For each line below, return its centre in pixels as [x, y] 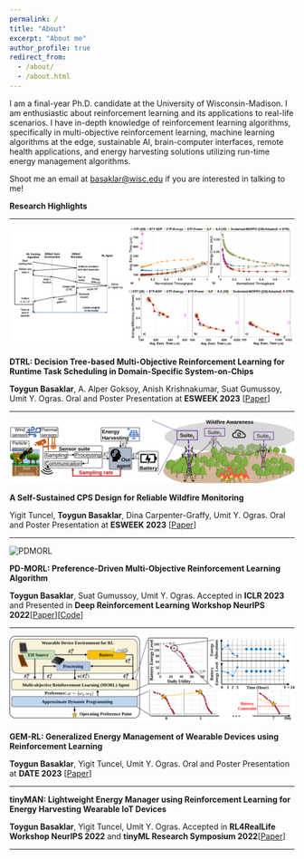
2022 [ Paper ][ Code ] [47, 614]
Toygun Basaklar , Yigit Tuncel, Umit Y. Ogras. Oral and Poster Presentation [150, 763]
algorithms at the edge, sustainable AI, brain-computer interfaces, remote [147, 141]
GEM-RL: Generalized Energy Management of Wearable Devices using [144, 736]
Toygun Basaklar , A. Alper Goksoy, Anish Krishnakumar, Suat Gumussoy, [146, 389]
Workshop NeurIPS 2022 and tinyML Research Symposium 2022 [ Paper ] [148, 836]
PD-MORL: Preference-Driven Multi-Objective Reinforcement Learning [145, 568]
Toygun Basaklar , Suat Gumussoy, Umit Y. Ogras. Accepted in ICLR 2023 [147, 595]
